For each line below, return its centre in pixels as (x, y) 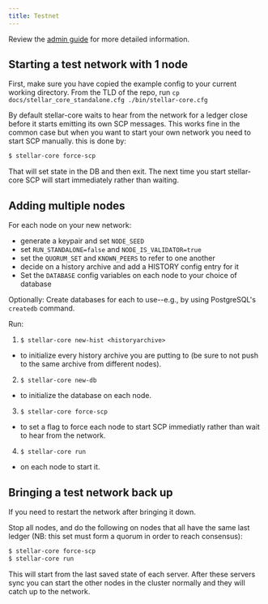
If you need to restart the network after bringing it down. (102, 512)
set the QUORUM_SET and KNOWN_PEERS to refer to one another (118, 258)
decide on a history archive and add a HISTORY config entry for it (129, 267)
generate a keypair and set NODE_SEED (82, 241)
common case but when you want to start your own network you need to (130, 133)
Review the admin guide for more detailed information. (99, 39)
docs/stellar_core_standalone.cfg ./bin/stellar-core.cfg (108, 101)
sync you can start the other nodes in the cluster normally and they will (127, 583)
